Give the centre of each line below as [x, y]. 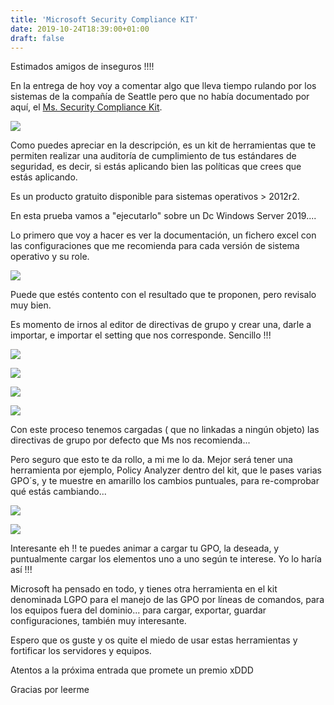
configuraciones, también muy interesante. [98, 621]
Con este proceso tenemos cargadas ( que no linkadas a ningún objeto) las [165, 430]
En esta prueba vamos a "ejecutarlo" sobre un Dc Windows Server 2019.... [163, 216]
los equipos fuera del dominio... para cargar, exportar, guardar [138, 610]
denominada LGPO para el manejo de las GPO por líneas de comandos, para [167, 600]
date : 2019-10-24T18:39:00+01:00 [80, 29]
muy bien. [31, 305]
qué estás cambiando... [58, 492]
